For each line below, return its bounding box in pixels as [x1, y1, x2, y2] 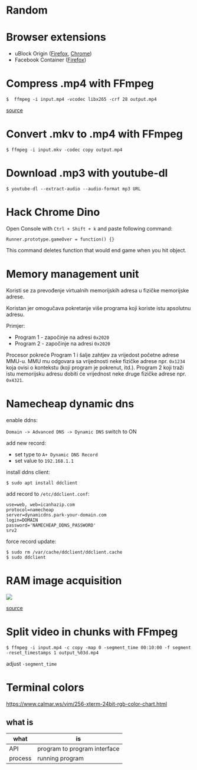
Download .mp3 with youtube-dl [6, 166, 168, 180]
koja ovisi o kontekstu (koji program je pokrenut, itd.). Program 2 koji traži [6, 364, 184, 371]
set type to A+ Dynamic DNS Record [14, 450, 98, 458]
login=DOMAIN [6, 517, 38, 523]
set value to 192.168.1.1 [14, 457, 74, 464]
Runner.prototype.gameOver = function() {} [6, 236, 115, 242]
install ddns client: [6, 468, 50, 475]
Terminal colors [6, 680, 84, 694]
